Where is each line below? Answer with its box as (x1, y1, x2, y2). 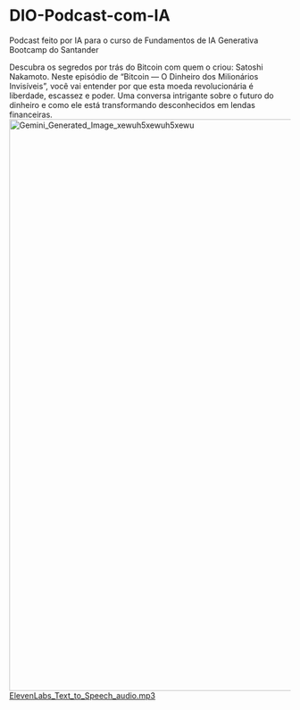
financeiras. (9, 109, 54, 120)
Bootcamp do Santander (9, 44, 99, 54)
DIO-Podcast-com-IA (9, 5, 171, 26)
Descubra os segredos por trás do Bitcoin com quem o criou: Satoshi (9, 62, 263, 72)
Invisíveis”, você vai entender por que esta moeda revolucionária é (9, 80, 254, 91)
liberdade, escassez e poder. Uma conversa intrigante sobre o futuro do (9, 90, 274, 101)
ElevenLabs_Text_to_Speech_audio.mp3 (9, 689, 156, 701)
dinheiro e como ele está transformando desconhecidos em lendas (9, 99, 256, 110)
